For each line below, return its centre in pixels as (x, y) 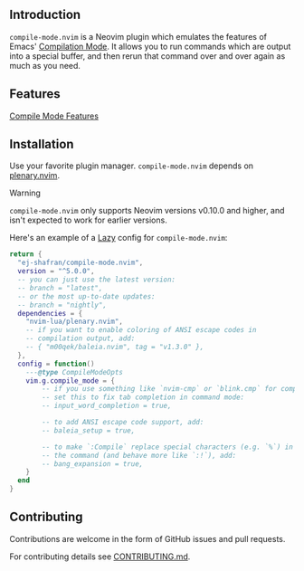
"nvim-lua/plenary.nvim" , (75, 322)
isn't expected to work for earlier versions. (88, 220)
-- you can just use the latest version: (97, 280)
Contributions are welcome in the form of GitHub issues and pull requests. (147, 538)
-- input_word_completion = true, (107, 406)
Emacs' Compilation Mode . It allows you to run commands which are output (150, 46)
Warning (25, 193)
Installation (42, 144)
